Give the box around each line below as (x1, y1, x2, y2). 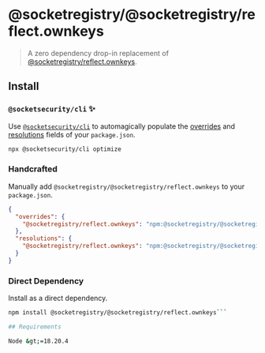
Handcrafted (8, 163, 58, 175)
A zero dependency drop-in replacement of (27, 48, 170, 58)
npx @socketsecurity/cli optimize (8, 145, 122, 153)
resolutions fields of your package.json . (8, 130, 136, 139)
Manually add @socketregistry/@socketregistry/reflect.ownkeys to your (8, 182, 245, 191)
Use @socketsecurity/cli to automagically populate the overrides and (8, 121, 235, 131)
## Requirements (8, 322, 62, 331)
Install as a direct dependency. (8, 294, 108, 303)
